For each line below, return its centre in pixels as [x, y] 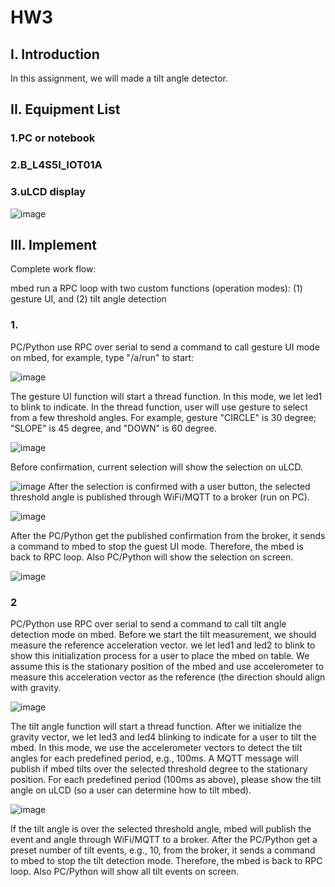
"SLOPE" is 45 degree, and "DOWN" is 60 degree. [113, 428]
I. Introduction [55, 54]
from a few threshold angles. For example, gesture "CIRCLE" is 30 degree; [163, 417]
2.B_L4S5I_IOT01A [56, 165]
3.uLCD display [48, 192]
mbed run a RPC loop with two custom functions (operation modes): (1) [156, 288]
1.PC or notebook [53, 138]
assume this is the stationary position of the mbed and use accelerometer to [167, 666]
